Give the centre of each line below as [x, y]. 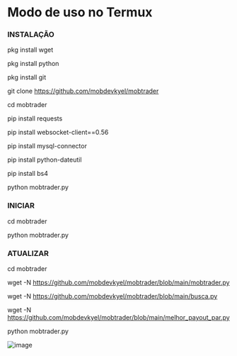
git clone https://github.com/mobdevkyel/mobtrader [83, 91]
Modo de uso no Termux [80, 12]
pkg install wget [30, 50]
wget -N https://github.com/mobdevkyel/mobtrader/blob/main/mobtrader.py [118, 283]
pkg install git [27, 77]
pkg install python [33, 64]
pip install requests [35, 118]
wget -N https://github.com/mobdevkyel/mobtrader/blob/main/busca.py [112, 296]
